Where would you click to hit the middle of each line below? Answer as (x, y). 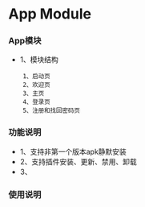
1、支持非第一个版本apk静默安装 (73, 151)
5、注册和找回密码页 (51, 111)
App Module (50, 14)
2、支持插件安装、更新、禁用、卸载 (79, 161)
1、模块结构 (39, 60)
